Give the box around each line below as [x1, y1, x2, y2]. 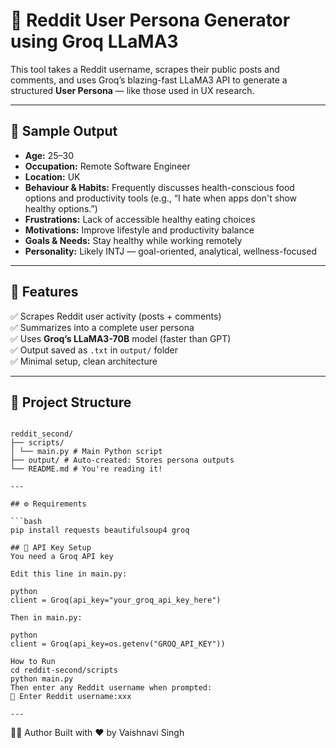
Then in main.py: [10, 613, 83, 623]
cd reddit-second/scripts [10, 665, 118, 676]
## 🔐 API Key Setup [10, 543, 92, 553]
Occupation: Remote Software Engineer [24, 160, 191, 172]
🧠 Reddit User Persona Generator [10, 9, 291, 32]
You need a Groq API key [10, 552, 114, 562]
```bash [10, 517, 43, 527]
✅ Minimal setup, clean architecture [10, 355, 158, 367]
